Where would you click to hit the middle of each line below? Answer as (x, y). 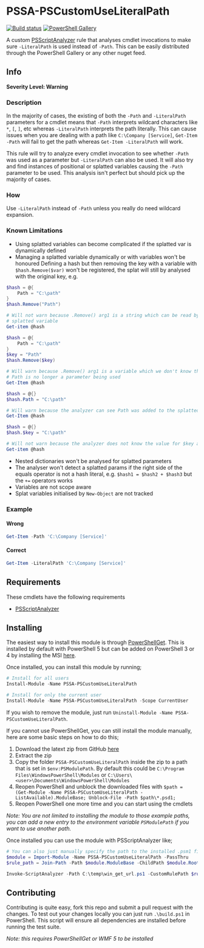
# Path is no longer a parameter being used (63, 377)
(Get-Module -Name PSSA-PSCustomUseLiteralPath (76, 792)
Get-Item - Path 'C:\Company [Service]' (57, 536)
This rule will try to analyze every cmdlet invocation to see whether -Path (98, 154)
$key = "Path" (24, 355)
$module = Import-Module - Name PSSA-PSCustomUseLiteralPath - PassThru (97, 857)
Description (24, 102)
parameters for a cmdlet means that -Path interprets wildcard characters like (102, 122)
